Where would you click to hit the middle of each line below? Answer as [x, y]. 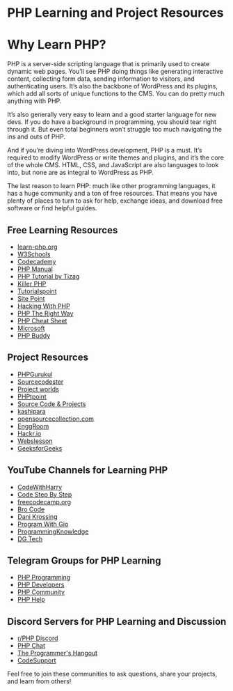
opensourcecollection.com [56, 419]
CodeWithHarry [40, 487]
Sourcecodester [40, 382]
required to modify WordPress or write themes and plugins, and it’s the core [116, 157]
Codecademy [37, 261]
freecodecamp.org [44, 502]
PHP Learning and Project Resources [115, 13]
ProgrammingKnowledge [53, 531]
